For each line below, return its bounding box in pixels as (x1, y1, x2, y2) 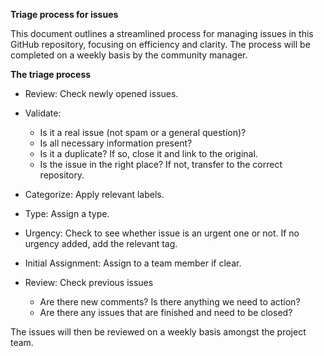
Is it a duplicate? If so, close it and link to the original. (39, 148, 258, 159)
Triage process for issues (10, 9, 119, 20)
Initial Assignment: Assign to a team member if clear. (24, 257, 242, 269)
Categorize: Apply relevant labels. (24, 189, 165, 200)
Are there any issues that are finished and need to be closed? (39, 307, 293, 318)
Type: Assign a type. (24, 208, 110, 219)
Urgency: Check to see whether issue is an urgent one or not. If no (24, 227, 300, 239)
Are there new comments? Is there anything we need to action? (39, 296, 301, 308)
